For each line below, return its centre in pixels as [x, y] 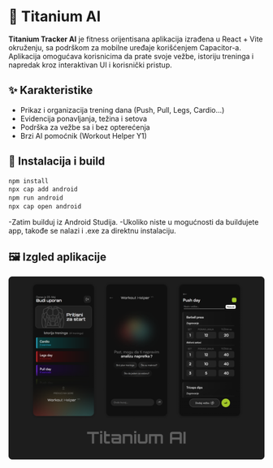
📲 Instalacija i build [57, 161]
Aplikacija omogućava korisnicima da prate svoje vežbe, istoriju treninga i [131, 56]
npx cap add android [43, 190]
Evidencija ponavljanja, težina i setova [84, 118]
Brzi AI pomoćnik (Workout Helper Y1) [84, 135]
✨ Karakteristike [51, 90]
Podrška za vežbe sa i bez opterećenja [85, 127]
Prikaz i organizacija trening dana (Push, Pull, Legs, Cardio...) [122, 109]
